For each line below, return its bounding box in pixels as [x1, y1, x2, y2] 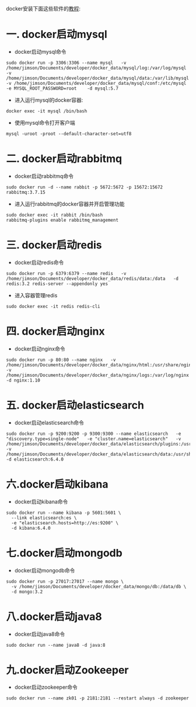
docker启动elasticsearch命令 [14, 419, 85, 426]
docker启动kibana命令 [14, 498, 68, 505]
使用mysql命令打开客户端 [14, 119, 76, 126]
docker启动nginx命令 [14, 345, 65, 352]
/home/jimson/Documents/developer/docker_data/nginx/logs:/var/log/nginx [6, 372, 190, 378]
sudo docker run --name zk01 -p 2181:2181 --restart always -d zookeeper [6, 695, 190, 701]
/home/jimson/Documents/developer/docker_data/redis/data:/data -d [6, 276, 179, 282]
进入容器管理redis [14, 291, 58, 298]
